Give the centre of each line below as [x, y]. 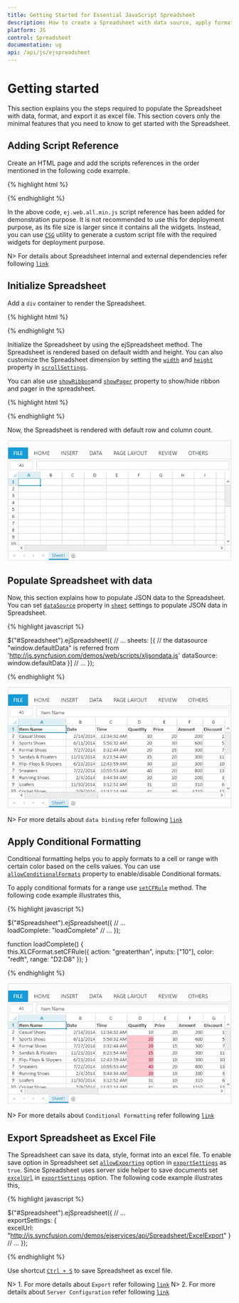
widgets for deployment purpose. [56, 242]
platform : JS [27, 30]
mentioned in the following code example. [69, 170]
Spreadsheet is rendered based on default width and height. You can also [115, 352]
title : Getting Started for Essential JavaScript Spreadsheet [101, 15]
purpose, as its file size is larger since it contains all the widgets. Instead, [114, 227]
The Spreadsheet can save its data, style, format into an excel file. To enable [119, 1155]
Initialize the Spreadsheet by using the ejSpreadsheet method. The [105, 344]
